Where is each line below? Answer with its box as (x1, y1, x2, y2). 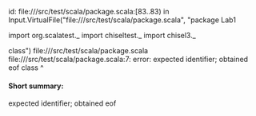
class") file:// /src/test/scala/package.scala (8, 46, 149, 55)
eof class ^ (8, 63, 44, 72)
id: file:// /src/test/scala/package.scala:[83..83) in (8, 7, 170, 16)
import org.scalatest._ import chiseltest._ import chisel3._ (8, 31, 196, 40)
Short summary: (8, 81, 64, 91)
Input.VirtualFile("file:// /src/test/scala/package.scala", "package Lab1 (8, 15, 236, 25)
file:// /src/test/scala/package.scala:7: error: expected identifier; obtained (8, 55, 249, 64)
